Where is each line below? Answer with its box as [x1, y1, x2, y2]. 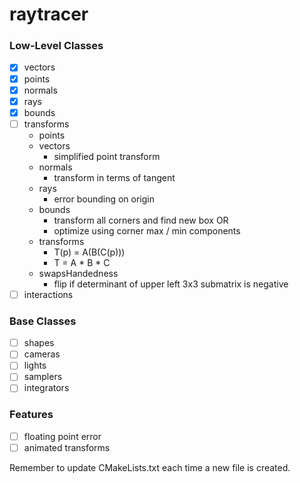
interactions [23, 288, 74, 300]
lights [23, 359, 47, 372]
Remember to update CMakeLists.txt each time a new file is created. [9, 461, 291, 473]
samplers [23, 371, 63, 383]
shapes [23, 337, 55, 349]
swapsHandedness [38, 267, 119, 279]
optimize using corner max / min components [53, 224, 241, 237]
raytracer [9, 3, 89, 26]
